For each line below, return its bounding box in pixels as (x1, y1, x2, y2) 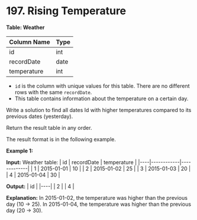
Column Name (9, 37, 50, 46)
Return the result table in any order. (6, 124, 92, 131)
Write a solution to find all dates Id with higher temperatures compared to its (6, 106, 192, 113)
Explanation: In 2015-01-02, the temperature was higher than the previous (6, 194, 188, 201)
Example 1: (6, 147, 34, 154)
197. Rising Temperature (6, 4, 127, 18)
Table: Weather (6, 24, 45, 31)
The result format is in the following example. (6, 135, 117, 143)
